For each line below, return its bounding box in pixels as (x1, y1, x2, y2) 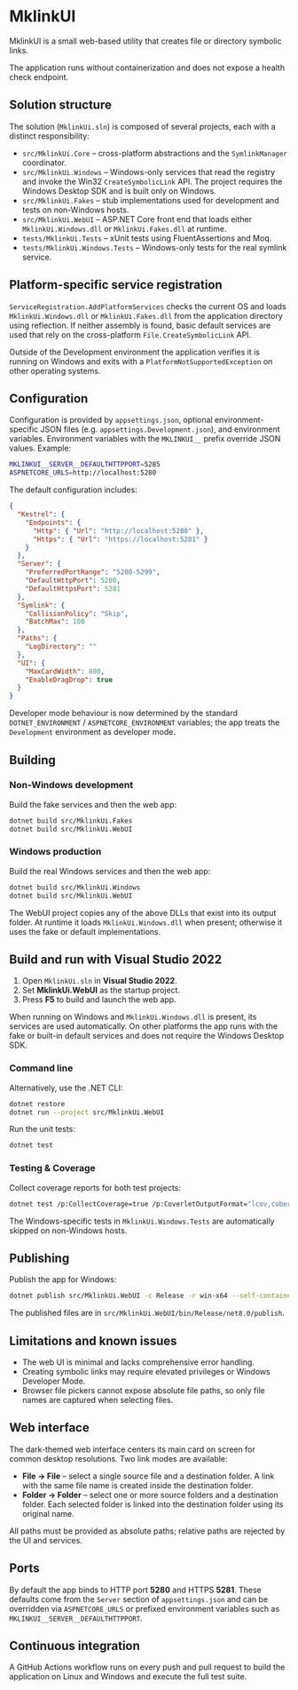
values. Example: (9, 442, 72, 454)
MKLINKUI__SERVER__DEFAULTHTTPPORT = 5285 (9, 460, 161, 469)
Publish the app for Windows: (9, 1274, 117, 1285)
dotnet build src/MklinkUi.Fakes (9, 816, 133, 825)
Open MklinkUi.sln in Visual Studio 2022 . (21, 976, 177, 986)
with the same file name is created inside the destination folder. (21, 1479, 255, 1490)
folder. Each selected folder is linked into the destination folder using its (21, 1499, 284, 1510)
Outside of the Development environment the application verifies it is (9, 347, 260, 357)
